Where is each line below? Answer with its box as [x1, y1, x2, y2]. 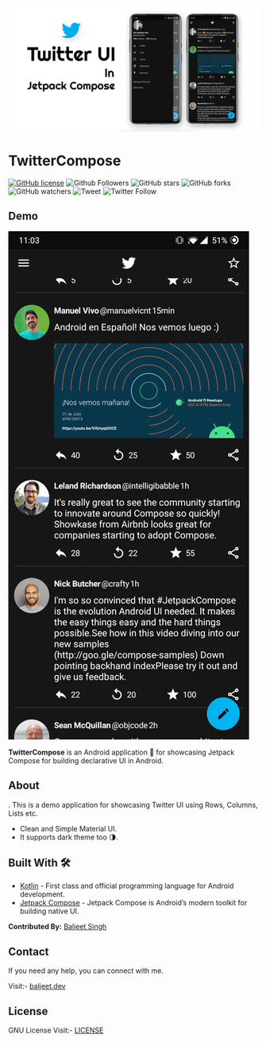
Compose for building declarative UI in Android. [8, 755, 164, 765]
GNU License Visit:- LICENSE [8, 1025, 104, 1035]
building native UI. [19, 906, 79, 916]
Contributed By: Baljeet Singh [8, 922, 107, 932]
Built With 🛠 [8, 856, 71, 870]
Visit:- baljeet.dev [8, 982, 66, 991]
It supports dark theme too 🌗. [19, 832, 119, 842]
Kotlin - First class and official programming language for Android [19, 881, 234, 891]
